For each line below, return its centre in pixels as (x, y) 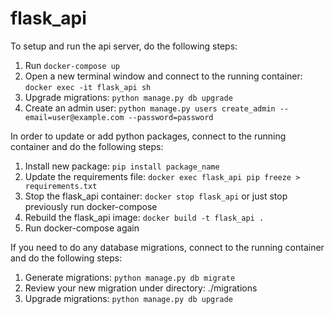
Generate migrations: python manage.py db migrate (130, 277)
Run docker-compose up (72, 65)
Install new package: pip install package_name (122, 166)
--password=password (171, 117)
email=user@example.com (74, 117)
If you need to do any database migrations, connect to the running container (167, 247)
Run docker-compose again (82, 228)
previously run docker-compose (91, 206)
